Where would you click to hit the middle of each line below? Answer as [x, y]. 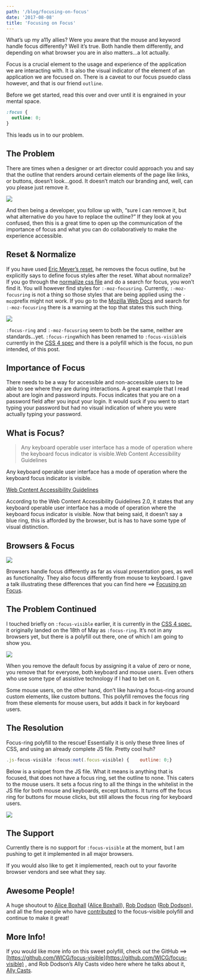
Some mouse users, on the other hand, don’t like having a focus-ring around [100, 690]
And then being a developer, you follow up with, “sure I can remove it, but [96, 210]
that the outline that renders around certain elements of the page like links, [98, 174]
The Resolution [35, 728]
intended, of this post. [33, 349]
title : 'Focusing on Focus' [41, 23]
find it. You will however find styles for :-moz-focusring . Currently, [87, 288]
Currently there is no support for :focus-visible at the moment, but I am [95, 848]
